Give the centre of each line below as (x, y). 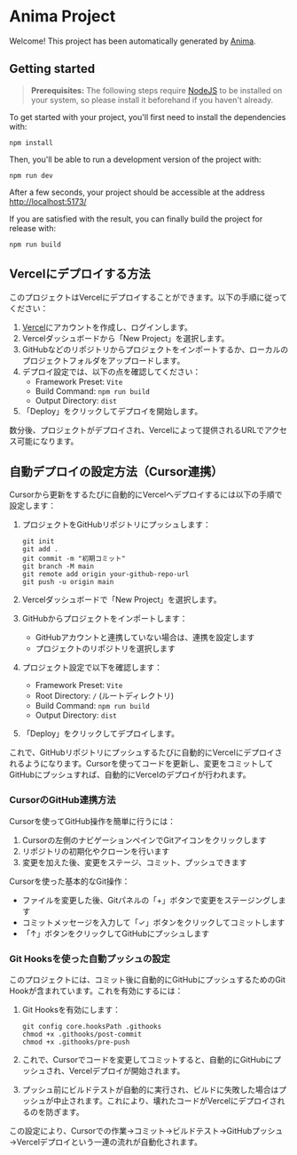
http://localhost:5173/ (48, 201)
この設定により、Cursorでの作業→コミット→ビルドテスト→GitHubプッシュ (146, 1130)
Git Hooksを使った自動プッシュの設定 (90, 958)
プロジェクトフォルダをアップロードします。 (103, 360)
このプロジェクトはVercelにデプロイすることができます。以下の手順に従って (148, 297)
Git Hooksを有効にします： (71, 1009)
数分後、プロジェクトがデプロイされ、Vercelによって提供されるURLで (137, 429)
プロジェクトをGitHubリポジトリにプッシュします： (116, 525)
